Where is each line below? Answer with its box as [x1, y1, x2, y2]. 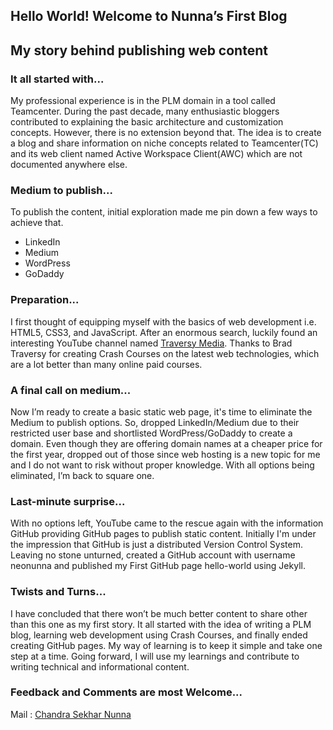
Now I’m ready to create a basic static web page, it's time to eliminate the [10, 405, 313, 418]
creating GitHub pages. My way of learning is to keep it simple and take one [10, 639, 323, 651]
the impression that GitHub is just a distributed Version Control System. [10, 539, 303, 551]
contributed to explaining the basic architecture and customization [10, 116, 284, 128]
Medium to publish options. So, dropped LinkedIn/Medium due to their [10, 416, 300, 428]
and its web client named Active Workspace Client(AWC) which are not [10, 148, 303, 160]
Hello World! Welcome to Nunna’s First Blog [10, 8, 288, 25]
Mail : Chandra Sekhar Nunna [10, 708, 132, 720]
